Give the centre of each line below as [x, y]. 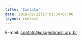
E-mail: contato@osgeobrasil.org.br [41, 33]
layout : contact [22, 19]
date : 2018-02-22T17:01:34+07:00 [39, 14]
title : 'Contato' [23, 10]
